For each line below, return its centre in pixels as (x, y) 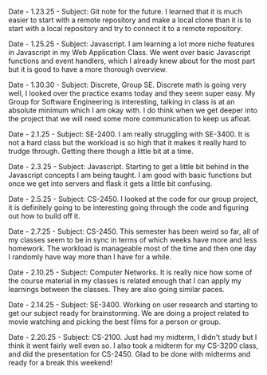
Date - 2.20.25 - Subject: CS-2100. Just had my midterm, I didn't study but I (133, 337)
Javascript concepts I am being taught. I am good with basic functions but (130, 175)
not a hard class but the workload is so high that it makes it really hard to (128, 142)
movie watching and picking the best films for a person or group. (115, 322)
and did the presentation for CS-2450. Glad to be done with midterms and (130, 354)
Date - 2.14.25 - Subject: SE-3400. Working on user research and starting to (133, 305)
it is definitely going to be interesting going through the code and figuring (128, 207)
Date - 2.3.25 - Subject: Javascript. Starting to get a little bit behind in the (129, 166)
